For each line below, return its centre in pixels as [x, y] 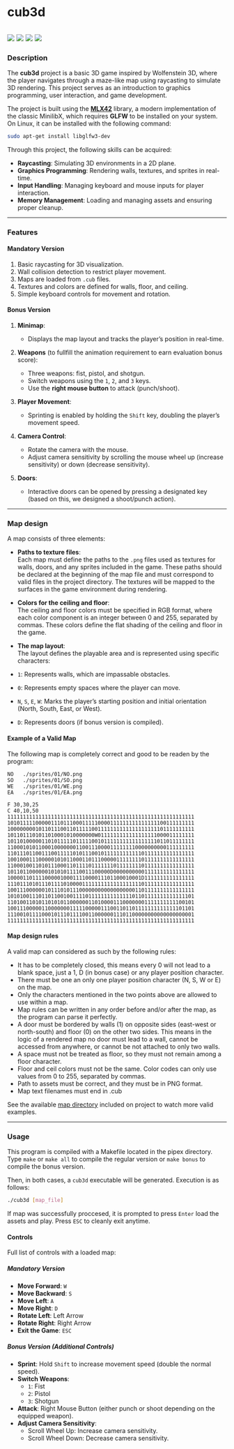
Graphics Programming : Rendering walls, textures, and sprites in [111, 170]
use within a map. [42, 1002]
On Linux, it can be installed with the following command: [89, 123]
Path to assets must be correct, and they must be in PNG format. [110, 1083]
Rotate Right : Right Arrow [54, 1323]
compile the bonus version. [46, 1166]
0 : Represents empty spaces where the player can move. [99, 688]
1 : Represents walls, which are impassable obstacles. [94, 675]
